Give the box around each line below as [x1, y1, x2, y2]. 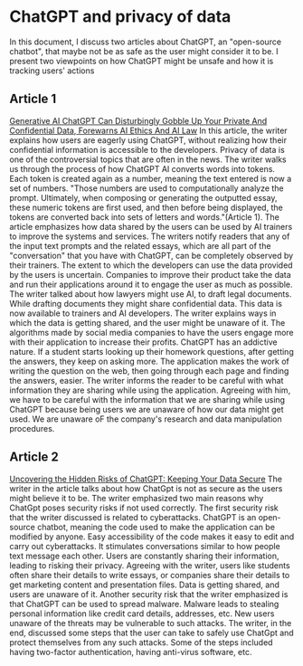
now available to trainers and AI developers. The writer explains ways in [9, 308, 277, 319]
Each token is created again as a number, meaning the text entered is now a [9, 173, 292, 184]
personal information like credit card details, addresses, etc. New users [9, 608, 275, 619]
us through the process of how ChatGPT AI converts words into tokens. [9, 163, 276, 174]
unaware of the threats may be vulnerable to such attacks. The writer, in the [9, 617, 292, 628]
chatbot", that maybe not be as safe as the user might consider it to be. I [9, 45, 279, 56]
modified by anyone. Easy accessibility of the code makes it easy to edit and [9, 531, 295, 542]
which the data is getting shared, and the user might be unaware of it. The [9, 317, 286, 328]
